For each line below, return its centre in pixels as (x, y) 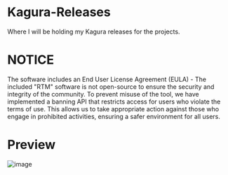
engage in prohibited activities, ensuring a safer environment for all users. (114, 116)
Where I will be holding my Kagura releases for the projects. (94, 31)
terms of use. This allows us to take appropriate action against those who (113, 108)
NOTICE (31, 60)
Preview (32, 145)
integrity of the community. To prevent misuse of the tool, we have (103, 94)
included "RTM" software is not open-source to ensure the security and (111, 86)
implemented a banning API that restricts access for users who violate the (114, 101)
